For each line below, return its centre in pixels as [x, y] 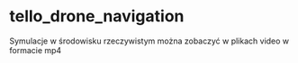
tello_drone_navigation [97, 16]
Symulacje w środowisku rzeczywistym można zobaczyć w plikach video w [149, 41]
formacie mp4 [36, 50]
